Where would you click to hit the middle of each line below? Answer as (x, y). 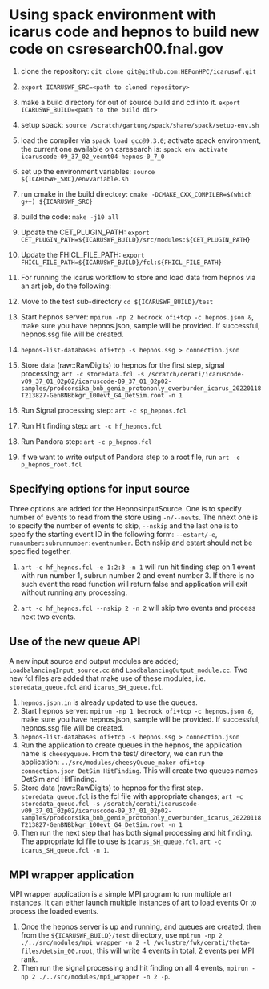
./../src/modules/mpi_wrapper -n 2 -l (85, 943)
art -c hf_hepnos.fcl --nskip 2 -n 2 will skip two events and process (138, 608)
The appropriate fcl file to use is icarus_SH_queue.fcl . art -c (121, 841)
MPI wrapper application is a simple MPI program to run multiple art (120, 894)
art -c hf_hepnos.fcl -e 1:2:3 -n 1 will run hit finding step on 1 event (138, 567)
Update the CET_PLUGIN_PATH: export (85, 232)
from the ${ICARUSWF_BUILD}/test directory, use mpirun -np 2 (121, 935)
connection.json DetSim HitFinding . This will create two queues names (139, 770)
